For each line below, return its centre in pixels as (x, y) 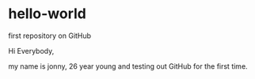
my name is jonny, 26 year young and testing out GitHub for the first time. (128, 66)
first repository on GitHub (50, 36)
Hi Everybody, (31, 51)
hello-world (48, 14)
